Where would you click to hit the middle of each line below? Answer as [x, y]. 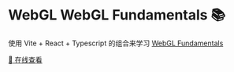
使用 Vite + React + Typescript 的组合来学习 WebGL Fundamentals [116, 43]
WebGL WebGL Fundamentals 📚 [117, 15]
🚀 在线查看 [26, 59]
